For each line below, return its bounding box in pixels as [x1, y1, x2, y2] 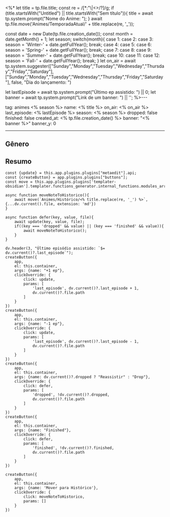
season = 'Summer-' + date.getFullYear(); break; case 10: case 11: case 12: [5, 52, 160, 58]
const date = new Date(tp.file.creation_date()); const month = [5, 31, 133, 36]
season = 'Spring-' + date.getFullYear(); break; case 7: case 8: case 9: [5, 47, 152, 53]
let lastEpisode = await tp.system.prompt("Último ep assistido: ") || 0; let [5, 89, 156, 95]
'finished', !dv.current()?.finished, [32, 446, 114, 451]
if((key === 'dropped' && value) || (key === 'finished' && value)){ [14, 224, 164, 229]
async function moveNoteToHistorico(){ [5, 193, 90, 198]
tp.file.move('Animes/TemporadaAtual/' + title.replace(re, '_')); [5, 21, 135, 27]
